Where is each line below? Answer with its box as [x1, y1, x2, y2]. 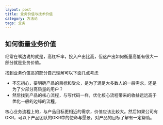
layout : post [5, 7, 32, 12]
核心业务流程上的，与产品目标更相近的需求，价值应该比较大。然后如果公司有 [5, 109, 158, 114]
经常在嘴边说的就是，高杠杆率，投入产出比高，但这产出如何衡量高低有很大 [5, 54, 154, 60]
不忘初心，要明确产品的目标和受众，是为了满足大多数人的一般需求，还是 [12, 80, 157, 86]
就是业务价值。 [13, 60, 44, 65]
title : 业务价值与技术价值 [5, 12, 53, 16]
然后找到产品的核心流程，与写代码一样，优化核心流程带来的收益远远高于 [12, 93, 157, 98]
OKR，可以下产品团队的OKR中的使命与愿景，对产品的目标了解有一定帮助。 [5, 115, 155, 121]
